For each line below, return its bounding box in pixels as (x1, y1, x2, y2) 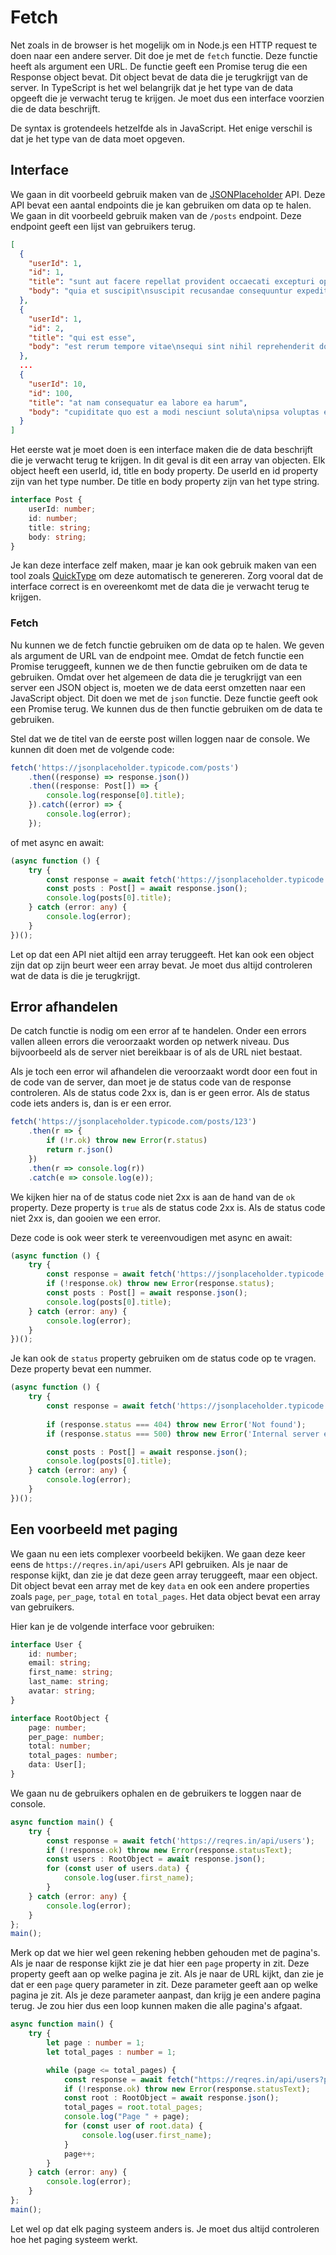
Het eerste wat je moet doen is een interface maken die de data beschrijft (10, 444, 313, 456)
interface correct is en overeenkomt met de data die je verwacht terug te (10, 581, 310, 593)
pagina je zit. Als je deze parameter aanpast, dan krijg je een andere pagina (10, 1989, 321, 2001)
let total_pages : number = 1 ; (46, 2047, 177, 2057)
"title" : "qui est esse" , (28, 332, 137, 343)
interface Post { (10, 495, 83, 505)
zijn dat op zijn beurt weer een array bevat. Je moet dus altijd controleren (10, 959, 313, 971)
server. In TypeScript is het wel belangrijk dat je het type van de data (10, 81, 294, 93)
